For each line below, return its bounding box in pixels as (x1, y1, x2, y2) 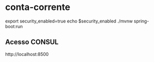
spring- (133, 18, 149, 24)
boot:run (5, 23, 23, 29)
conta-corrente (5, 1, 70, 13)
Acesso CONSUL (5, 38, 59, 46)
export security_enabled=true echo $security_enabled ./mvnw (5, 18, 133, 24)
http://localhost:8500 (5, 51, 49, 57)
